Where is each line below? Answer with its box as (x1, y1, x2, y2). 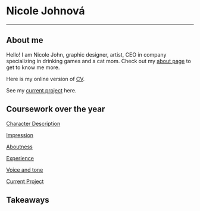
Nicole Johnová (6, 4, 85, 18)
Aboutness (6, 143, 33, 150)
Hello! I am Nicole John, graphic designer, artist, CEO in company (6, 51, 167, 58)
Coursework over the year (6, 104, 105, 114)
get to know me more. (6, 64, 60, 71)
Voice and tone (6, 166, 43, 173)
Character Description (6, 120, 61, 127)
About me (6, 35, 43, 45)
